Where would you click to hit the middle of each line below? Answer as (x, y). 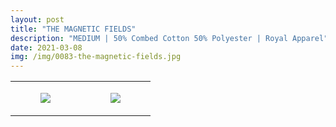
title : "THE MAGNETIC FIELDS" (73, 29)
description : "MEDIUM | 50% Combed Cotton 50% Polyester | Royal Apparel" (169, 38)
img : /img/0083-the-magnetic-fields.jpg (96, 57)
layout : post (37, 19)
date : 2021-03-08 (46, 47)
